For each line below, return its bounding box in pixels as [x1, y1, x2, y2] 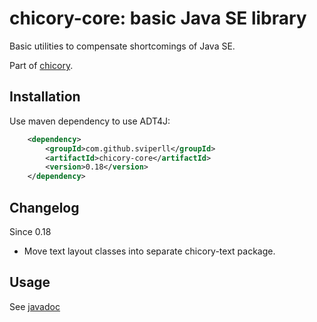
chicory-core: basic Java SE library [9, 7, 307, 30]
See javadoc [9, 300, 61, 312]
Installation [9, 88, 81, 106]
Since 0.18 [9, 225, 52, 237]
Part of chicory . [9, 59, 74, 71]
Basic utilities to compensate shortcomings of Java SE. [9, 40, 236, 52]
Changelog [9, 199, 80, 216]
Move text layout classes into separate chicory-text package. [23, 245, 276, 257]
